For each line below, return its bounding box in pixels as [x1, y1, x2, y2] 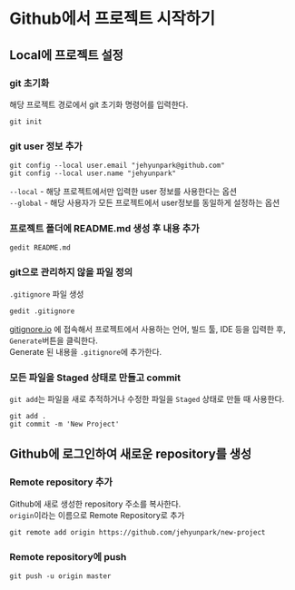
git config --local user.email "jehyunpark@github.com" [9, 161, 225, 171]
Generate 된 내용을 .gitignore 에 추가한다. [9, 346, 162, 357]
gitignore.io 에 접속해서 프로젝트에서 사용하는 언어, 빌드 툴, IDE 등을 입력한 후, [9, 323, 286, 334]
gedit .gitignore [9, 306, 75, 316]
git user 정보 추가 [9, 140, 84, 152]
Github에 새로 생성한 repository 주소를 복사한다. [9, 498, 182, 509]
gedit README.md [9, 243, 71, 252]
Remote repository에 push [9, 550, 127, 563]
